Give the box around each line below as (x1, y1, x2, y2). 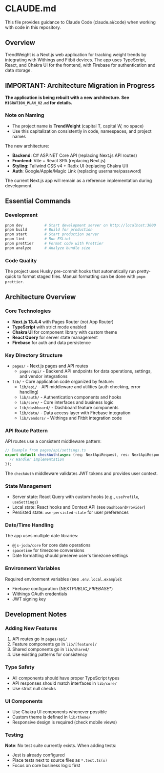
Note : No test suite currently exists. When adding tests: (5, 743, 117, 748)
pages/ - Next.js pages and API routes (12, 363, 88, 369)
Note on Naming (5, 112, 44, 119)
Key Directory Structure (5, 351, 63, 358)
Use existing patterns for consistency (12, 651, 88, 657)
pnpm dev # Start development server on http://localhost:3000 (5, 223, 156, 228)
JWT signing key (12, 596, 46, 602)
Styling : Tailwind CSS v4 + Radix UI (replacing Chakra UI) (12, 163, 128, 169)
